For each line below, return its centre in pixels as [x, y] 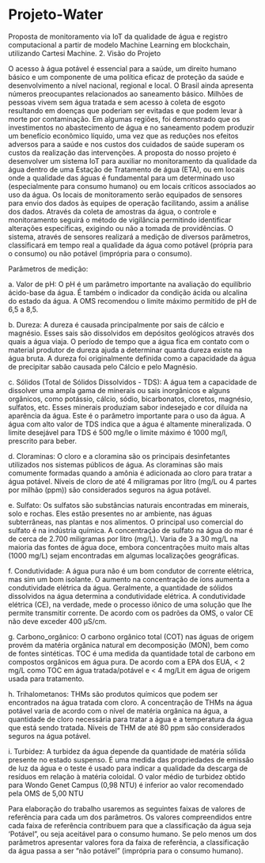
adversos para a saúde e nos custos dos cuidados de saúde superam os [127, 144]
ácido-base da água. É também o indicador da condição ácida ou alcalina [128, 292]
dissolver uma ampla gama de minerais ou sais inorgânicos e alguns [119, 390]
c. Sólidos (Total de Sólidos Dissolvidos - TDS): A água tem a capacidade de [132, 382]
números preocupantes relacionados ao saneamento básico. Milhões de [126, 93]
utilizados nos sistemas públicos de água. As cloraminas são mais [115, 464]
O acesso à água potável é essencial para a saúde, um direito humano [123, 68]
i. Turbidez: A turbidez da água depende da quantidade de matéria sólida [127, 751]
